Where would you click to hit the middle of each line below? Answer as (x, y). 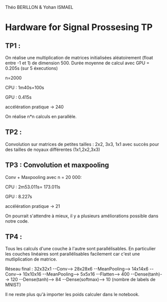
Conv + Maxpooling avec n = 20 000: (44, 177)
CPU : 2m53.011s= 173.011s (33, 187)
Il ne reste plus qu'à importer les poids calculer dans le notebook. (72, 295)
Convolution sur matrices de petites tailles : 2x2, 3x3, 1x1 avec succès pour (82, 144)
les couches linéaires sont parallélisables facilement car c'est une (73, 254)
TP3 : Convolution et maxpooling (57, 165)
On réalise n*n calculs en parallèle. (41, 116)
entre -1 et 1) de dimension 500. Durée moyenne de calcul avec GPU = (77, 63)
